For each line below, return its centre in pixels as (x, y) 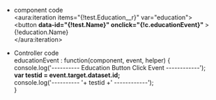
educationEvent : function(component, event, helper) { (92, 60)
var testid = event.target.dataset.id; (67, 75)
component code (38, 10)
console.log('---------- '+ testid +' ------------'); (84, 82)
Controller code (36, 53)
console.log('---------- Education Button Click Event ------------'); (110, 68)
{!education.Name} (41, 32)
